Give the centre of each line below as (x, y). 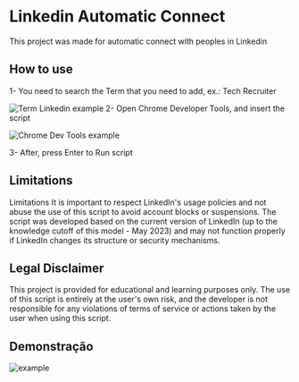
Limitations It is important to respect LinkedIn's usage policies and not (138, 202)
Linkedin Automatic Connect (117, 17)
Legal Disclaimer (57, 268)
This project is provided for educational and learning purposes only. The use (150, 290)
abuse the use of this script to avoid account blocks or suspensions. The (143, 211)
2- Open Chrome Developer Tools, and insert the (195, 108)
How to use (41, 69)
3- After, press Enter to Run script (71, 152)
